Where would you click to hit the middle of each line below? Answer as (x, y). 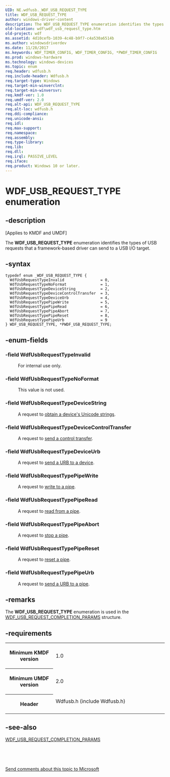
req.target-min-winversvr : (34, 90)
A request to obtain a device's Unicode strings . (67, 414)
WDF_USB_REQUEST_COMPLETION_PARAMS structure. (64, 617)
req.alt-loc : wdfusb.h (29, 109)
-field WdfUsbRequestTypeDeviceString (56, 403)
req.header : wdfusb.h (28, 72)
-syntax (18, 264)
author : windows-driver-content (39, 19)
